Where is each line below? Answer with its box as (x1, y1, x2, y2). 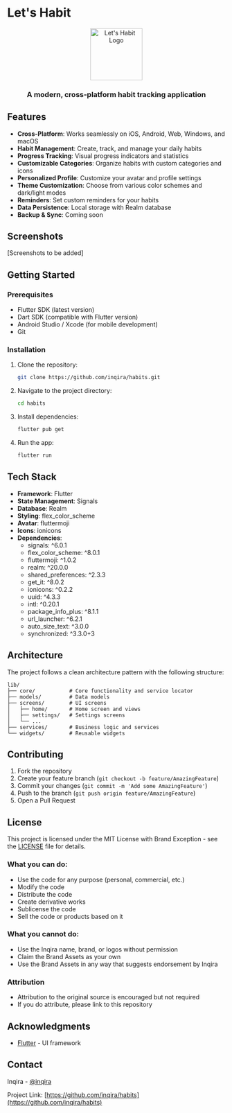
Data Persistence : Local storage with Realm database (17, 203, 172, 211)
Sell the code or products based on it (17, 912, 123, 920)
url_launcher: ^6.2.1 (27, 615, 82, 623)
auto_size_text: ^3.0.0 (27, 622, 89, 630)
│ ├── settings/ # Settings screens (7, 712, 126, 719)
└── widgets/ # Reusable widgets (7, 730, 126, 737)
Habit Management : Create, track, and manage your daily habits (17, 144, 202, 152)
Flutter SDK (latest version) (17, 306, 95, 314)
